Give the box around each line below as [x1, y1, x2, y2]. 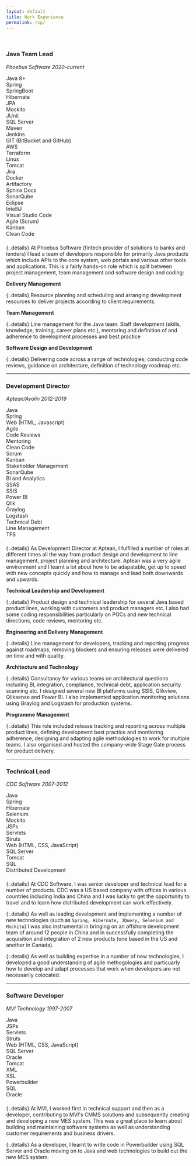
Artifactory [6, 180, 32, 187]
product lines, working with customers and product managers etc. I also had [6, 604, 190, 611]
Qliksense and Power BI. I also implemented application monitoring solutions [6, 693, 190, 700]
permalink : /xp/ [6, 19, 45, 25]
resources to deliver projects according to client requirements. [6, 298, 156, 305]
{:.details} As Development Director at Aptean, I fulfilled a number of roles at [6, 545, 190, 552]
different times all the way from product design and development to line [6, 551, 178, 558]
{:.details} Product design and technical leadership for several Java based [6, 598, 184, 606]
